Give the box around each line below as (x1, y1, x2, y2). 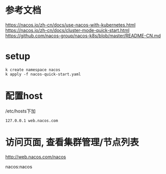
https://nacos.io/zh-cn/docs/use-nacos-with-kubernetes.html (5, 21, 136, 28)
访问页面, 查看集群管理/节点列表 (5, 137, 139, 148)
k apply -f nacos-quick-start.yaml (5, 72, 81, 77)
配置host (5, 90, 43, 102)
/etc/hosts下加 (5, 108, 36, 114)
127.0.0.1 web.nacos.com (5, 118, 58, 123)
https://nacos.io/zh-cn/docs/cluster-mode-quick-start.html (5, 27, 130, 33)
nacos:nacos (5, 163, 32, 169)
